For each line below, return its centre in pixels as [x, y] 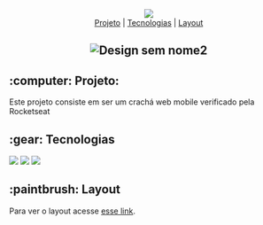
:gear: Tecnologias [62, 140]
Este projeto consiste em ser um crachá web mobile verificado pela [132, 102]
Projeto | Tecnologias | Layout [149, 23]
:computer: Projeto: [64, 80]
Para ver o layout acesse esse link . [72, 211]
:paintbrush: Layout [65, 190]
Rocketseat [30, 112]
